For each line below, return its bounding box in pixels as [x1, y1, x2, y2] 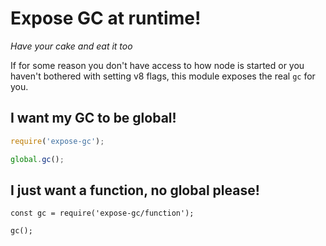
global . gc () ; [10, 154, 65, 164]
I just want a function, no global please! [10, 182, 260, 199]
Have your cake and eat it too [10, 40, 133, 52]
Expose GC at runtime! [10, 7, 202, 30]
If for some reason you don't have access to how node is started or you [10, 59, 305, 71]
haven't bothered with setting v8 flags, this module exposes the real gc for [10, 70, 316, 82]
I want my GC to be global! [10, 110, 177, 127]
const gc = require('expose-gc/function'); [10, 208, 195, 219]
